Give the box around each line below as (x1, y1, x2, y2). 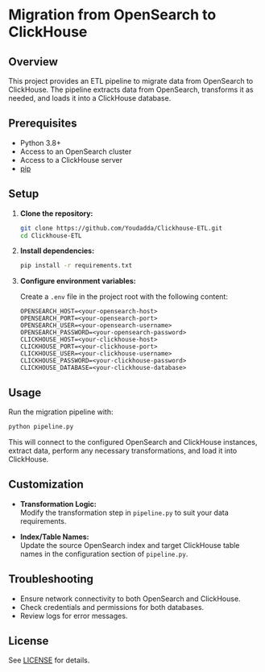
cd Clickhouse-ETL (19, 231, 82, 239)
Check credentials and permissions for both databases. (19, 602, 205, 612)
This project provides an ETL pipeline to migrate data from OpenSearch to (8, 77, 254, 85)
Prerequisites (8, 117, 77, 131)
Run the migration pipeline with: (8, 407, 114, 417)
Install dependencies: (19, 246, 95, 255)
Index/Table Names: (19, 532, 90, 541)
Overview (8, 55, 59, 68)
